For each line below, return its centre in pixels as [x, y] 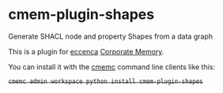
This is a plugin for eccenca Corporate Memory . [86, 51]
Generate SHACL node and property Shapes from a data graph [111, 36]
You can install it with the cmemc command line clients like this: [112, 67]
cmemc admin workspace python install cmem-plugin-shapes [106, 81]
